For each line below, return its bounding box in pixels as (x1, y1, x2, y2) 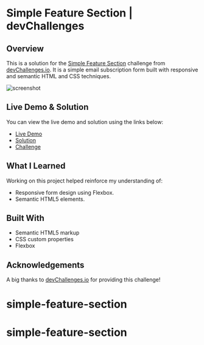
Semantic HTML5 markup (15, 229, 80, 236)
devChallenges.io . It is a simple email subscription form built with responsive (6, 66, 199, 73)
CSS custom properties (15, 236, 74, 243)
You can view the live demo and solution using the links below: (6, 118, 163, 125)
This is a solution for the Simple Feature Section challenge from (6, 60, 166, 67)
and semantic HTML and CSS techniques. (6, 73, 111, 79)
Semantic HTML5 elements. (15, 195, 85, 203)
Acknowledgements (6, 260, 85, 270)
